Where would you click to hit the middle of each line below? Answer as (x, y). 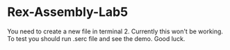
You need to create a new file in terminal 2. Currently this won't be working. (115, 31)
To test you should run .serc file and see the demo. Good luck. (96, 38)
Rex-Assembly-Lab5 (68, 12)
